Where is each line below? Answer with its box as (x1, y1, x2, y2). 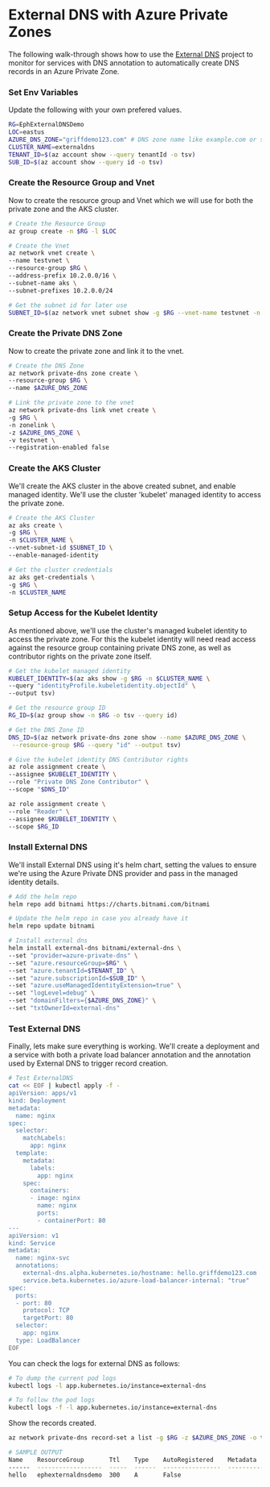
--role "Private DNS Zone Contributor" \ (8, 778, 149, 787)
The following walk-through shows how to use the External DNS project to (8, 49, 254, 59)
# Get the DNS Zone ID (8, 725, 84, 734)
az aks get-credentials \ (8, 573, 95, 581)
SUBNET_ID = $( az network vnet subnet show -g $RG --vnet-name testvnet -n (8, 309, 261, 317)
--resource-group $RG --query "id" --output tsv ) (11, 741, 182, 749)
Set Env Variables (8, 86, 79, 98)
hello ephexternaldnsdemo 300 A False (8, 1471, 182, 1479)
